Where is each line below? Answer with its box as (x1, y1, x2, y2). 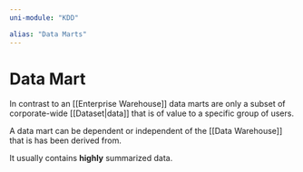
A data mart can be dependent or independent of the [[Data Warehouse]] (9, 126, 283, 137)
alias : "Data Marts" (9, 29, 88, 39)
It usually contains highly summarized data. (9, 153, 173, 164)
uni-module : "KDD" (9, 13, 79, 23)
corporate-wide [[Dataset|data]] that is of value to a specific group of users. (9, 108, 295, 119)
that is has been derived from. (9, 135, 122, 146)
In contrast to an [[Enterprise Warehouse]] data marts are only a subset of (9, 99, 286, 110)
